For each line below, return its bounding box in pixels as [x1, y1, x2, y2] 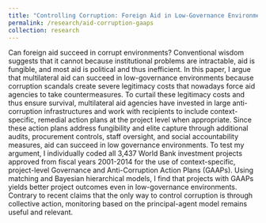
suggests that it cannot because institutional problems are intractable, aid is [8, 56, 256, 66]
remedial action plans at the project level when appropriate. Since [38, 115, 252, 125]
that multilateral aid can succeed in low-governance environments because [8, 73, 254, 83]
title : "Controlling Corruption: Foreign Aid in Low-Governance [8, 11, 225, 20]
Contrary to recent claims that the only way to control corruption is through [8, 191, 253, 200]
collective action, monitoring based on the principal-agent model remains [8, 199, 248, 209]
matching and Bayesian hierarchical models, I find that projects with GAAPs [8, 174, 254, 183]
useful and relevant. [8, 207, 74, 217]
